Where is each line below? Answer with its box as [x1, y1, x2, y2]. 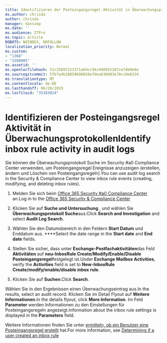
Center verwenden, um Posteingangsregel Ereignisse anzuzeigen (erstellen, [5, 165, 161, 171]
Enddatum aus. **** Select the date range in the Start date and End [12, 231, 153, 237]
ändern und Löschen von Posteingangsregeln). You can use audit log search [5, 170, 161, 176]
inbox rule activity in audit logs [5, 143, 135, 154]
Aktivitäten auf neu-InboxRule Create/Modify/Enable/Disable [12, 251, 142, 257]
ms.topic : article [5, 35, 43, 40]
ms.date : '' [5, 26, 30, 31]
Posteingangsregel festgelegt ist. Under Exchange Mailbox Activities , [12, 256, 156, 262]
